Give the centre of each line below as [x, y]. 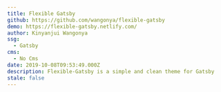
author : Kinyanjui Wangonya [48, 33]
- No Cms [26, 59]
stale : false [26, 78]
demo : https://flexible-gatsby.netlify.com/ [72, 26]
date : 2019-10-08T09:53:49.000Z [54, 65]
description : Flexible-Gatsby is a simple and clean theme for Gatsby [111, 71]
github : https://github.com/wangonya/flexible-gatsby [86, 20]
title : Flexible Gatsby [41, 13]
